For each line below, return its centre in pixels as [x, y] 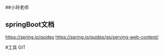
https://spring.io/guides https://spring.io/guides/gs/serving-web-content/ [82, 37]
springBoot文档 [30, 25]
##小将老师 [17, 7]
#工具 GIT [16, 47]
